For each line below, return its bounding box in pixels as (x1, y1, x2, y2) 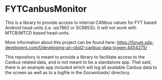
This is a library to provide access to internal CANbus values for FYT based (5, 20, 157, 25)
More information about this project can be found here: (5, 39, 116, 45)
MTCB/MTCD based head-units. (5, 30, 70, 36)
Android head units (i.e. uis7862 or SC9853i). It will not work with (5, 24, 137, 30)
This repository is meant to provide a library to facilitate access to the (5, 54, 145, 60)
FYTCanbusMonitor (5, 3, 87, 15)
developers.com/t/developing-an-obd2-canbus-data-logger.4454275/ (5, 44, 148, 50)
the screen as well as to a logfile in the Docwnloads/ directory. (5, 69, 131, 75)
